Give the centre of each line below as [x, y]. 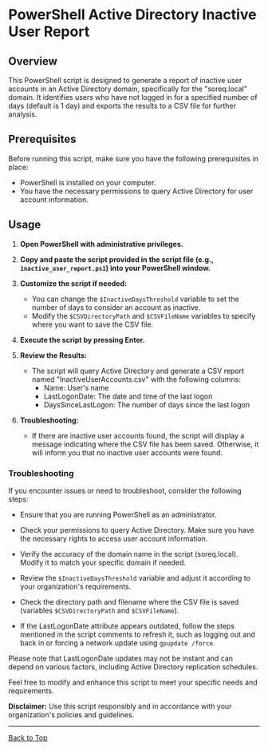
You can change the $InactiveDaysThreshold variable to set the [135, 299]
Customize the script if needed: [73, 283]
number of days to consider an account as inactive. [116, 307]
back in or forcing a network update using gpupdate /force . [117, 643]
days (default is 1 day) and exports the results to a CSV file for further [122, 106]
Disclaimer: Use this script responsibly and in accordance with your [120, 706]
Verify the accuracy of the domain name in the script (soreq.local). [129, 554]
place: [19, 167]
